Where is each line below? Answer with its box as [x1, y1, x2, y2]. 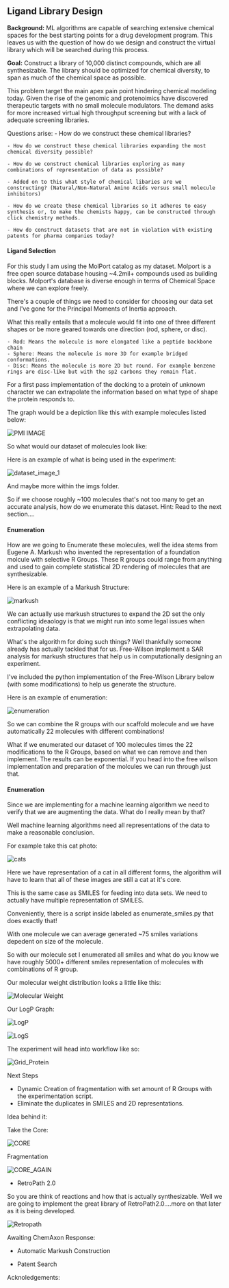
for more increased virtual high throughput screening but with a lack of [7, 108, 206, 117]
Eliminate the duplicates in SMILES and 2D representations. [16, 1099, 185, 1108]
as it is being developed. [7, 1207, 77, 1215]
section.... [7, 510, 36, 518]
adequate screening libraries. [7, 116, 90, 124]
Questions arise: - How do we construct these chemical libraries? [7, 129, 191, 137]
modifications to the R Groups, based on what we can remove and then [7, 748, 207, 756]
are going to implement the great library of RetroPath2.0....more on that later [7, 1200, 221, 1208]
